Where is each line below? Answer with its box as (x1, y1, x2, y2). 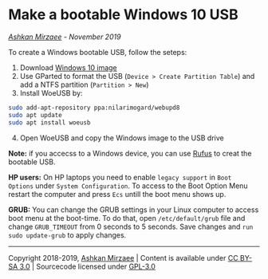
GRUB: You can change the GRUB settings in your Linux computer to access (8, 205, 259, 214)
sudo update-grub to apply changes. (8, 230, 127, 240)
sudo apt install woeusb (8, 118, 91, 127)
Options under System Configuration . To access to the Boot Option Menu (8, 181, 249, 191)
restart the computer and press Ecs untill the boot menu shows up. (8, 189, 227, 198)
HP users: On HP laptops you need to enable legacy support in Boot (8, 172, 232, 182)
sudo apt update (8, 111, 62, 119)
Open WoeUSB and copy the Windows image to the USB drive (19, 133, 225, 143)
